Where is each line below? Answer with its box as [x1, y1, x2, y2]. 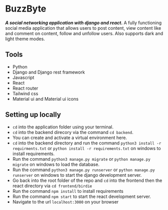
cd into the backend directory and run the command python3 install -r [12, 139, 161, 146]
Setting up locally [5, 110, 61, 119]
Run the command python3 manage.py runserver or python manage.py [12, 167, 155, 173]
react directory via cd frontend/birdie [12, 182, 92, 189]
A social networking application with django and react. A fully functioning [5, 20, 162, 26]
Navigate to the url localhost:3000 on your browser [12, 198, 119, 204]
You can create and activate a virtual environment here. [12, 134, 127, 141]
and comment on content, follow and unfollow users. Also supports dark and [5, 30, 163, 36]
